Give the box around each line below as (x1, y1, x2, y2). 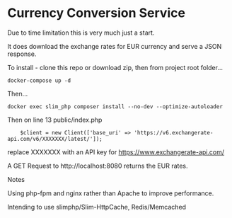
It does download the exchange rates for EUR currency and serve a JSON (7, 42, 222, 50)
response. (7, 50, 37, 58)
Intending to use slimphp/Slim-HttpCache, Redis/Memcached (7, 202, 186, 211)
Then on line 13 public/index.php (7, 115, 103, 124)
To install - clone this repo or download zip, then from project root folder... (7, 63, 224, 71)
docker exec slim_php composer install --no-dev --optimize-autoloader (7, 103, 223, 110)
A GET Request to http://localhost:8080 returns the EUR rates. (7, 161, 189, 170)
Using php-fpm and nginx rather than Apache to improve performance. (7, 189, 214, 197)
